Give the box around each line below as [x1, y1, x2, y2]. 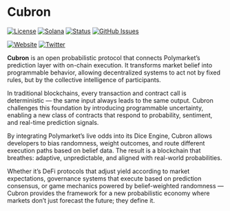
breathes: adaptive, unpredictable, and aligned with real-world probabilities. [7, 153, 222, 162]
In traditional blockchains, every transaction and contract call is [7, 89, 187, 97]
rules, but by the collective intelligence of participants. [7, 75, 162, 83]
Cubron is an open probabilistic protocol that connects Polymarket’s [7, 53, 201, 62]
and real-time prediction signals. [7, 118, 99, 126]
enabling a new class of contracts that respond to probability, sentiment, [7, 111, 213, 119]
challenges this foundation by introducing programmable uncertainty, [7, 103, 204, 112]
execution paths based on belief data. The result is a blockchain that [7, 146, 201, 154]
